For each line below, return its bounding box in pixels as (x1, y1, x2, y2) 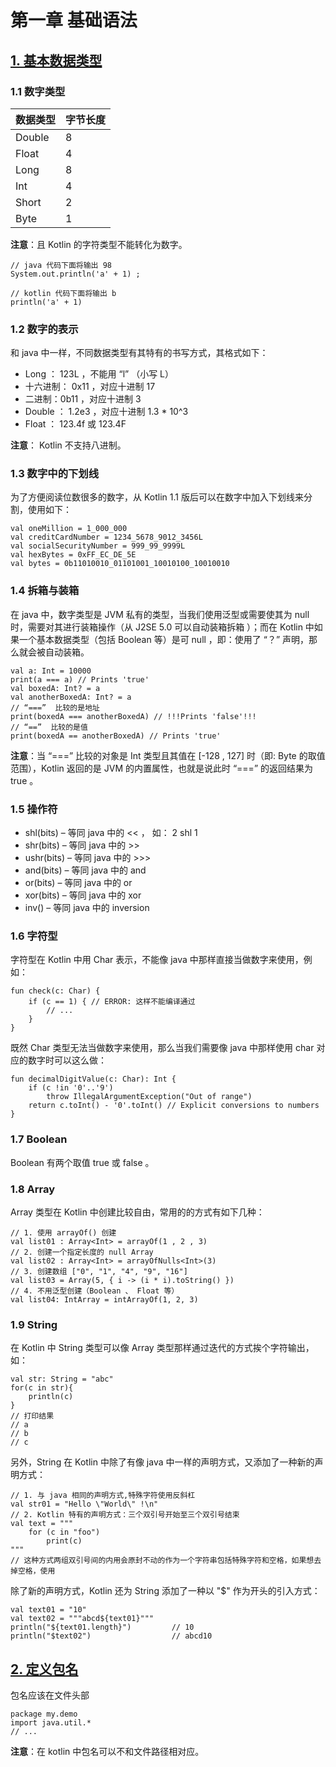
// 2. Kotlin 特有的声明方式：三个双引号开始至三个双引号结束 (10, 1510, 240, 1520)
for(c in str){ (10, 1383, 74, 1393)
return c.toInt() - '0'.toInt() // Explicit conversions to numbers (28, 1101, 320, 1111)
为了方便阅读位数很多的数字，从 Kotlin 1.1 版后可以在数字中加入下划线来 (10, 491, 304, 503)
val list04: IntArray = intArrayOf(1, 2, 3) (10, 1294, 199, 1305)
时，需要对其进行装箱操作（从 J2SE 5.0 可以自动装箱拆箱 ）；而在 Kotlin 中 (10, 621, 315, 633)
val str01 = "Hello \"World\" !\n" (10, 1499, 159, 1510)
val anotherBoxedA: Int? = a (10, 692, 132, 702)
